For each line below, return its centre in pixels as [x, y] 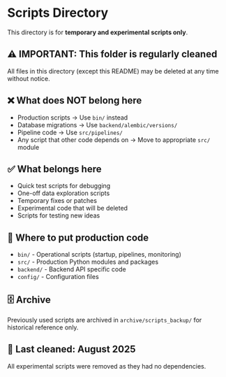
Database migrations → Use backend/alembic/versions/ [97, 125]
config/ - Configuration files [58, 277]
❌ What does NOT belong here [75, 100]
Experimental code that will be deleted [72, 208]
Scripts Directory [58, 13]
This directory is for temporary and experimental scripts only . [98, 32]
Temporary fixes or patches [57, 201]
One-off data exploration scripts [63, 193]
